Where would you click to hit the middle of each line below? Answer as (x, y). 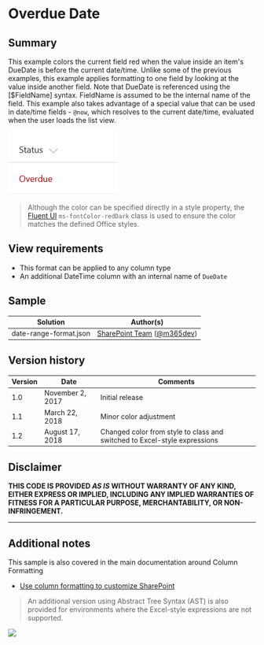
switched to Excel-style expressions (159, 440)
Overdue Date (54, 14)
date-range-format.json (51, 334)
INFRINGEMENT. (36, 511)
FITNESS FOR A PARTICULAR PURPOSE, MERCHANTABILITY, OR (115, 503)
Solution (51, 322)
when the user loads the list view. (62, 120)
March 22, (61, 412)
